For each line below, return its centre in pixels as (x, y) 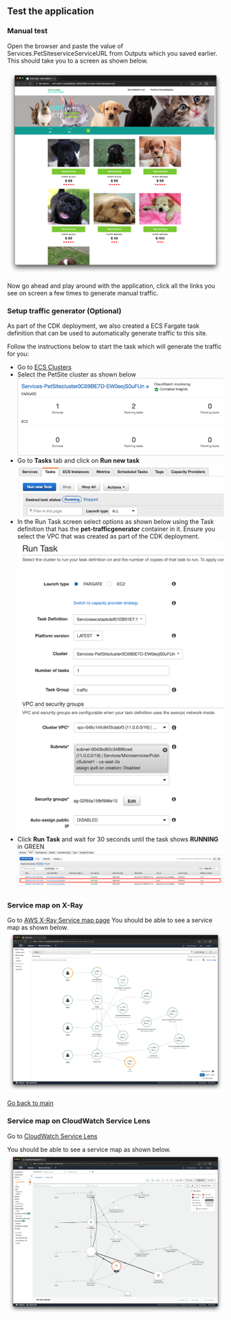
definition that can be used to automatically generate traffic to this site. (107, 333)
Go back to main (30, 1103)
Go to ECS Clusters (44, 367)
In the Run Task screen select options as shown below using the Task (115, 522)
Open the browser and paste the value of (65, 46)
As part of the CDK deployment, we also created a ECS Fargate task (103, 326)
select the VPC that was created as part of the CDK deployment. (108, 536)
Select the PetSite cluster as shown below (76, 374)
